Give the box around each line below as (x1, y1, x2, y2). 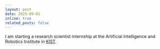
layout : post (5, 7, 32, 12)
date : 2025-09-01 (5, 12, 40, 16)
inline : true (5, 16, 32, 21)
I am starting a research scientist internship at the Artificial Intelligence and (5, 34, 156, 39)
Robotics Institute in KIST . (5, 39, 57, 45)
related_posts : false (5, 20, 49, 25)
